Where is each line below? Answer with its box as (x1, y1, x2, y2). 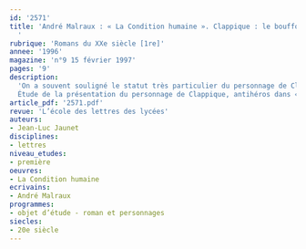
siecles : (9, 216, 43, 226)
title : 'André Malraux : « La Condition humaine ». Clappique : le (9, 22, 271, 31)
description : (9, 73, 59, 82)
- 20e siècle (9, 225, 59, 234)
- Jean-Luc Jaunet (9, 124, 79, 133)
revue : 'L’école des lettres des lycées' (9, 107, 169, 116)
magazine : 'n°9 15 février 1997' (9, 56, 137, 65)
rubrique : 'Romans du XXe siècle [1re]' (9, 38, 166, 48)
